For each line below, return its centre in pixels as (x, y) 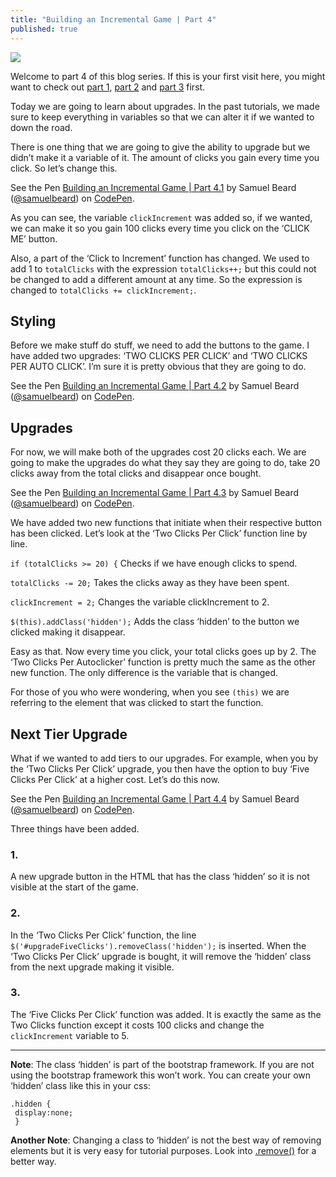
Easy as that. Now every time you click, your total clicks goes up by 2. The (163, 652)
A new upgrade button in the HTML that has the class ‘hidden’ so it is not (160, 877)
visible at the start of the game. (74, 887)
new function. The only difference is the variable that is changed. (144, 673)
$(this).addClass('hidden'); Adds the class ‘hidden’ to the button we (155, 622)
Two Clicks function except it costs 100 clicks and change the (137, 1025)
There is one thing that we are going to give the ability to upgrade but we (160, 147)
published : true (44, 29)
